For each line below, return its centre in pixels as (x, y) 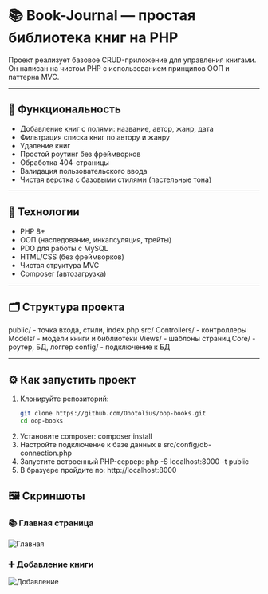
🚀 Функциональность (65, 110)
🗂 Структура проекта (67, 307)
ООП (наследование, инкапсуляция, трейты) (96, 239)
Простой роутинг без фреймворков (80, 154)
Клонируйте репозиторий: (64, 399)
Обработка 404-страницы (65, 162)
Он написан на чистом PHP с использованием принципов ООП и (119, 68)
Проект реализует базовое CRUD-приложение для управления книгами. (132, 60)
